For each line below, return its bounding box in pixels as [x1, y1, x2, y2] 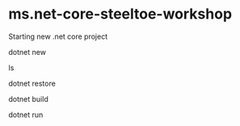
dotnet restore [8, 78, 57, 88]
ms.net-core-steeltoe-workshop [8, 5, 233, 23]
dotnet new [8, 47, 47, 57]
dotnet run [8, 110, 44, 120]
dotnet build [8, 94, 48, 103]
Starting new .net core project [8, 31, 107, 41]
